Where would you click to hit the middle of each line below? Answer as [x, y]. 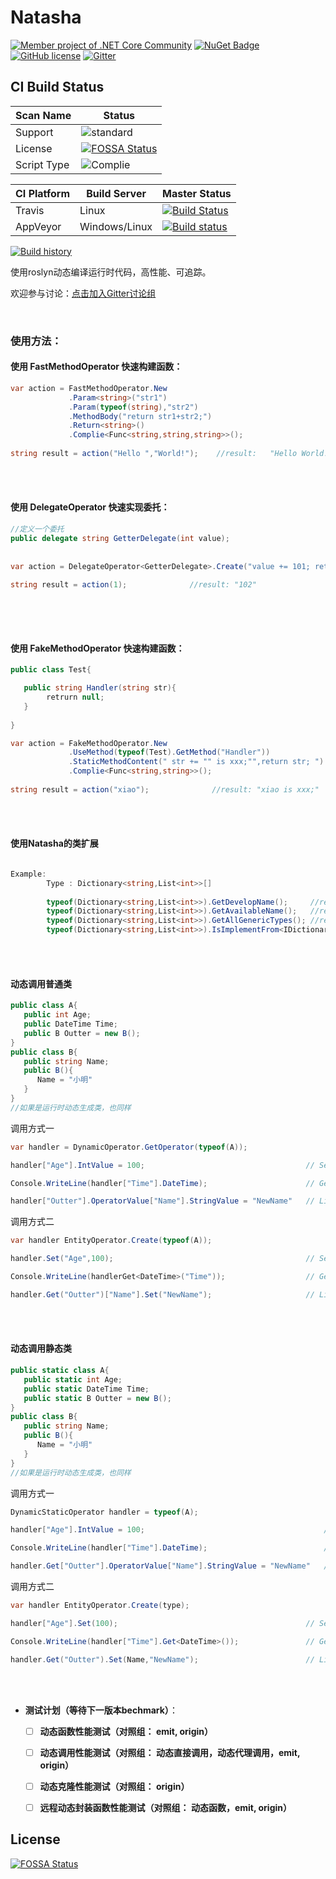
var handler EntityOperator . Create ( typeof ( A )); [111, 1241]
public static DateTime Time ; [86, 1389]
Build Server [116, 193]
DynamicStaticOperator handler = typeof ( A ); [104, 1512]
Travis [30, 210]
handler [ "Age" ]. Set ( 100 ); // [162, 1623]
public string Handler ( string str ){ [100, 688]
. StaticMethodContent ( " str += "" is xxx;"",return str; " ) [196, 762]
